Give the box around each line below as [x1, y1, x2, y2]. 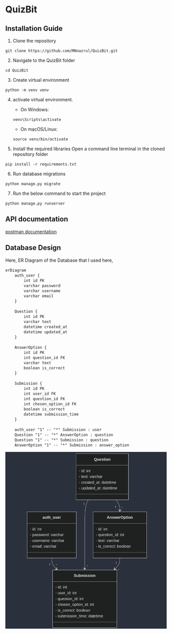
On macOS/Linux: [20, 126, 58, 132]
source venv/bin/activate [12, 137, 68, 142]
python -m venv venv [5, 87, 50, 93]
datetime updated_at [24, 329, 68, 335]
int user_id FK [24, 391, 56, 396]
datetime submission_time [24, 411, 79, 417]
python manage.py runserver [5, 201, 66, 206]
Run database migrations [12, 171, 66, 177]
